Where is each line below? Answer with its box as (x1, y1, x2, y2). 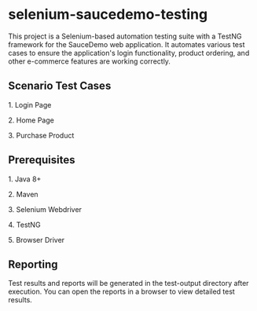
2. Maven (8, 189, 39, 199)
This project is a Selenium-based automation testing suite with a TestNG (8, 31, 242, 41)
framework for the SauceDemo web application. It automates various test (8, 39, 245, 49)
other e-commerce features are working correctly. (8, 57, 171, 66)
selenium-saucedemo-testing (8, 5, 208, 24)
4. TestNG (8, 220, 41, 229)
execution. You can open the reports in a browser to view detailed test (8, 287, 236, 296)
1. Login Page (8, 100, 52, 109)
